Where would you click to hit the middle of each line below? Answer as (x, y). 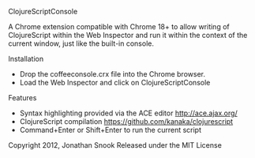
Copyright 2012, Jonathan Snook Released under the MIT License (115, 145)
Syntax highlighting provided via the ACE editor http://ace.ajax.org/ (129, 113)
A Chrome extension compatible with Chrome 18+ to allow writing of (119, 26)
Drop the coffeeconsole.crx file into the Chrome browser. (112, 74)
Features (22, 98)
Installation (26, 59)
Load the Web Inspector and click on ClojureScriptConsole (115, 83)
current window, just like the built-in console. (81, 43)
